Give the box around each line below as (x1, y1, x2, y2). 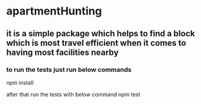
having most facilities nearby (6, 47, 119, 57)
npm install (6, 79, 34, 86)
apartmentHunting (6, 4, 102, 18)
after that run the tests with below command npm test (6, 91, 141, 98)
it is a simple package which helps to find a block (6, 28, 196, 39)
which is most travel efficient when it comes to (6, 37, 186, 48)
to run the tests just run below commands (6, 65, 132, 74)
